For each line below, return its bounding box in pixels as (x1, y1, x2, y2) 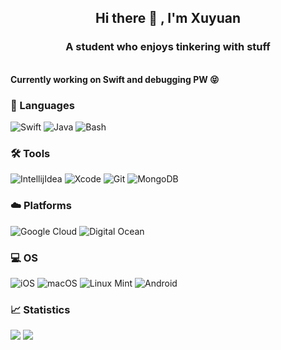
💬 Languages (10, 98, 75, 112)
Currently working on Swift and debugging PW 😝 (10, 73, 220, 85)
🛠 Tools (10, 146, 51, 160)
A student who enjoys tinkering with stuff (65, 40, 271, 54)
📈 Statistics (10, 302, 71, 316)
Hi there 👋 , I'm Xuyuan (94, 10, 241, 27)
